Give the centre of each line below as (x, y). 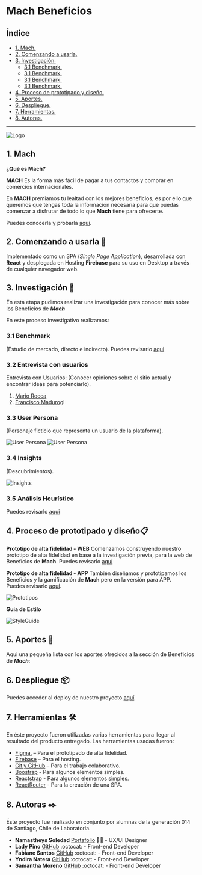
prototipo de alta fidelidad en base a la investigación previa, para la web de (99, 555)
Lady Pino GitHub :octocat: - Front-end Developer (77, 846)
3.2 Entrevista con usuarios (47, 364)
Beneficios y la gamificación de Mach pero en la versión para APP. (89, 579)
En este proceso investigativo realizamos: (58, 321)
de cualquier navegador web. (43, 269)
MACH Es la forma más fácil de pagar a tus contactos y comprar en (90, 180)
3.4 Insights (24, 458)
